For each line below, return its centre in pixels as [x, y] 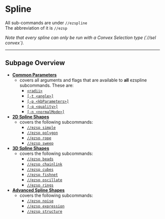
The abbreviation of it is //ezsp [36, 28]
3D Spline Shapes [31, 148]
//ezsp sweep [40, 143]
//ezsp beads [40, 159]
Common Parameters [34, 74]
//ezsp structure [44, 211]
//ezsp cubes [40, 169]
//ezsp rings [40, 185]
